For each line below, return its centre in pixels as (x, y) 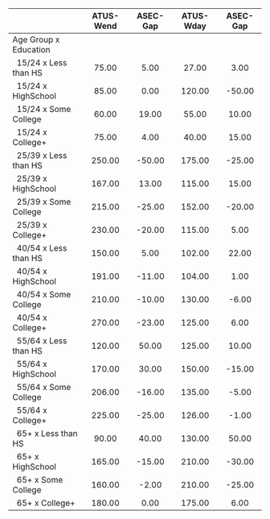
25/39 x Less (42, 155)
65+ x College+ (46, 503)
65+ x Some (40, 480)
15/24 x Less (42, 62)
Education (31, 50)
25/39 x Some (44, 202)
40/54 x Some (44, 295)
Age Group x (36, 39)
